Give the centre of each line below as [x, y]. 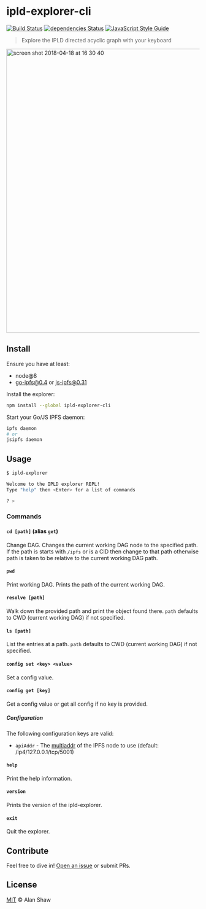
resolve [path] [26, 598]
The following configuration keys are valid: [60, 733]
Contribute [28, 851]
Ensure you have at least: [38, 364]
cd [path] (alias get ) [32, 531]
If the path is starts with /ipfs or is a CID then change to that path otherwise [103, 552]
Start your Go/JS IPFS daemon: [46, 417]
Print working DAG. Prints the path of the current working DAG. [86, 584]
